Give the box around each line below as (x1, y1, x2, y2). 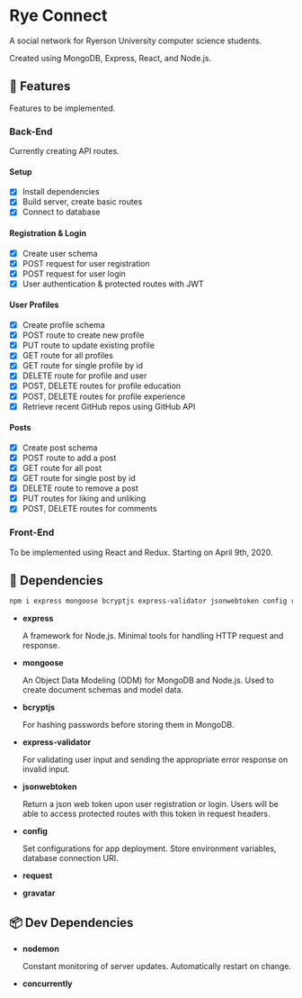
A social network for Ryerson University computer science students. (9, 35, 262, 46)
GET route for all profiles (22, 350, 114, 361)
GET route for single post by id (22, 473, 137, 484)
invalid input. (22, 764, 70, 775)
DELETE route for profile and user (22, 370, 147, 381)
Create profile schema (22, 320, 105, 331)
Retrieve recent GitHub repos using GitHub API (22, 401, 196, 412)
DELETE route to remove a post (22, 483, 139, 494)
